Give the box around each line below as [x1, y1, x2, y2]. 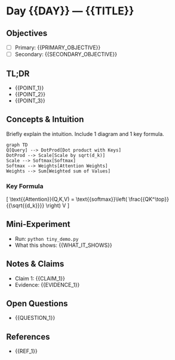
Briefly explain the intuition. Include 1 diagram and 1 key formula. [6, 130, 164, 137]
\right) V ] [45, 202, 70, 209]
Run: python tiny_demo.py [14, 235, 79, 242]
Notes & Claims [6, 259, 65, 269]
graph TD [6, 142, 28, 148]
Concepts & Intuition [6, 114, 84, 125]
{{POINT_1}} [14, 84, 44, 91]
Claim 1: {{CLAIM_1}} [14, 274, 66, 282]
